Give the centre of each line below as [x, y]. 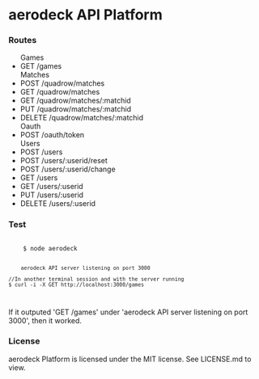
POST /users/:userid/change [68, 169]
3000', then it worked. [45, 320]
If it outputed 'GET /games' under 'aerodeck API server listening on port [128, 312]
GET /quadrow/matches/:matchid [75, 101]
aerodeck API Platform [86, 15]
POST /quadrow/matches [62, 83]
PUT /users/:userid [51, 195]
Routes [23, 40]
